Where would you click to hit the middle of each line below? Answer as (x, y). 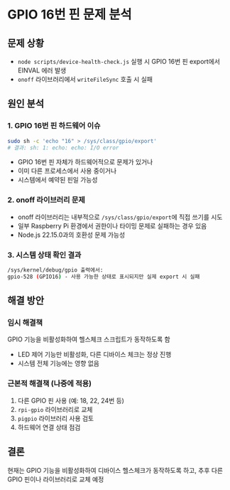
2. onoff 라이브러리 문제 (46, 200)
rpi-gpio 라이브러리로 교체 (55, 409)
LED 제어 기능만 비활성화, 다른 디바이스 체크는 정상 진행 (94, 355)
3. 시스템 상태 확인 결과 (44, 255)
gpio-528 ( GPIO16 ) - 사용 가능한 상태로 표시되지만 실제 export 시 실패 (104, 277)
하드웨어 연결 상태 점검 (49, 427)
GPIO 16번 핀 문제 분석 (70, 15)
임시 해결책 (25, 323)
